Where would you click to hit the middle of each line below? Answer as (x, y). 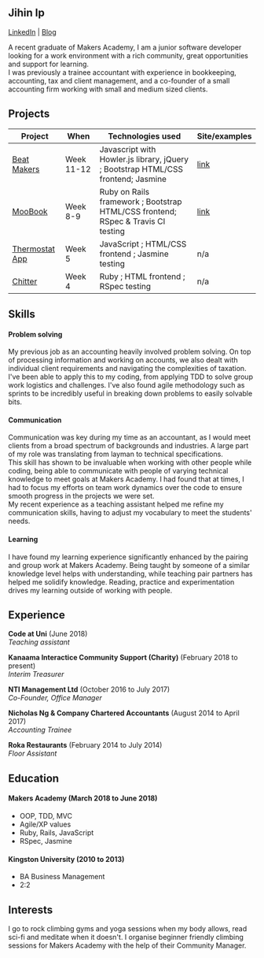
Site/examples (224, 136)
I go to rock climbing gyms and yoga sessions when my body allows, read (128, 929)
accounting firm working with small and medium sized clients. (108, 89)
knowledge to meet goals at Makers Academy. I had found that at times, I (126, 479)
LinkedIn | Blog (32, 32)
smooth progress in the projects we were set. (81, 496)
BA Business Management (62, 877)
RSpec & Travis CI (132, 221)
